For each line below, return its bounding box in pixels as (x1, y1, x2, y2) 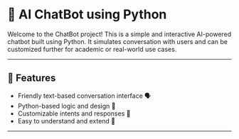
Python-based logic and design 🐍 (17, 101, 116, 110)
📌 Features (7, 72, 56, 84)
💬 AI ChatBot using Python (7, 6, 167, 23)
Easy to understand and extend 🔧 (17, 116, 116, 125)
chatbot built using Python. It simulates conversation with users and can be (7, 37, 228, 45)
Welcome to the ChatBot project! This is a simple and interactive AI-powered (7, 30, 232, 38)
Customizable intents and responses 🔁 (17, 109, 131, 118)
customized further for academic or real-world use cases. (7, 45, 177, 53)
